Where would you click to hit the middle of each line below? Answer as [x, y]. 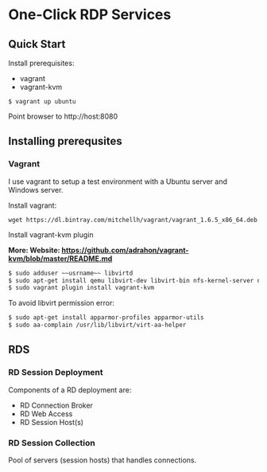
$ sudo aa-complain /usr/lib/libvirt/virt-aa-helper [97, 325]
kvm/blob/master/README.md [60, 258]
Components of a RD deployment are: [70, 390]
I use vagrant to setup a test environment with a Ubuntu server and [118, 181]
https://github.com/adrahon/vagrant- [125, 250]
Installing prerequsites [65, 141]
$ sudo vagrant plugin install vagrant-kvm [81, 288]
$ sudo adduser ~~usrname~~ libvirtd [71, 273]
